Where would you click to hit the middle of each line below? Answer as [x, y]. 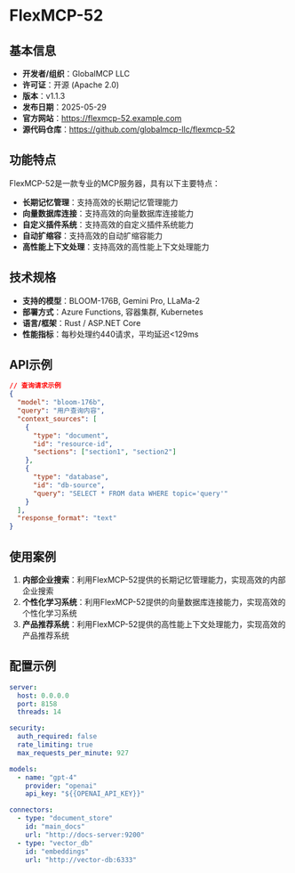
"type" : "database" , [71, 477]
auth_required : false [57, 737]
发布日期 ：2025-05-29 [64, 107]
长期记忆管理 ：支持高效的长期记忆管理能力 [100, 202]
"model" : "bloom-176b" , [61, 403]
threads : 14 [40, 712]
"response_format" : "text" [67, 518]
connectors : [31, 810]
